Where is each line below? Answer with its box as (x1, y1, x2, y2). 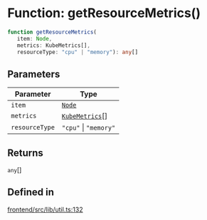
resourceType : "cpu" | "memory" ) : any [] (16, 48, 139, 56)
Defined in (7, 187, 55, 199)
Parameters (7, 68, 60, 80)
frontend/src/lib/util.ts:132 (7, 205, 83, 214)
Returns (7, 147, 44, 159)
